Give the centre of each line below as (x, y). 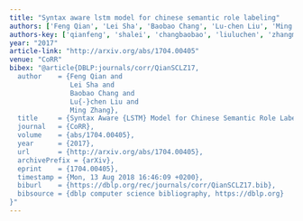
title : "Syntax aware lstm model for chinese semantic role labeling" (145, 18)
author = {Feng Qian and (70, 77)
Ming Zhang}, (94, 110)
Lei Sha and (92, 85)
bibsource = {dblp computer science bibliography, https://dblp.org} (151, 194)
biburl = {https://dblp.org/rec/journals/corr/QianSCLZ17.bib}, (147, 186)
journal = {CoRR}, (56, 127)
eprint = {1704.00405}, (68, 169)
